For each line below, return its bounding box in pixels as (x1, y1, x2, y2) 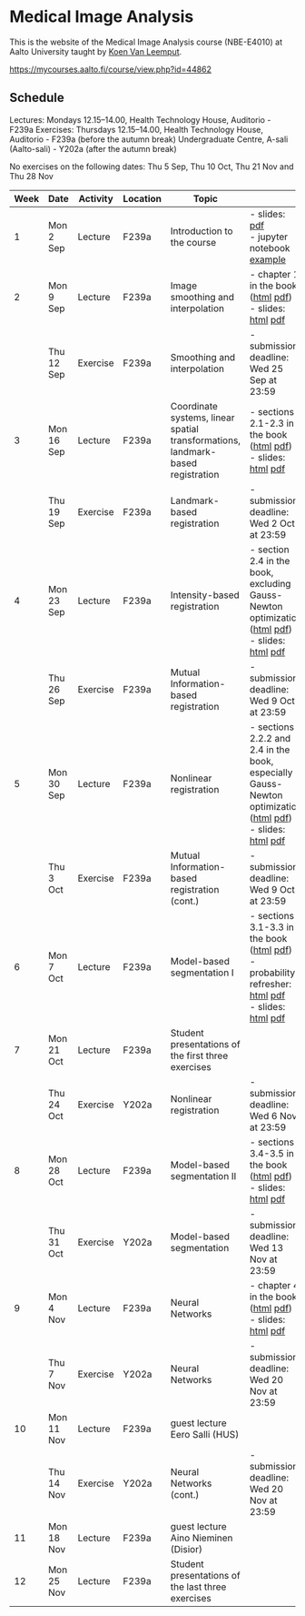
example (249, 253, 286, 266)
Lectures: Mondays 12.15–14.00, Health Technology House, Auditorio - (9, 114, 271, 125)
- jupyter (249, 230, 289, 243)
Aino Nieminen (170, 1531, 233, 1544)
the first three (170, 1049, 229, 1062)
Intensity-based (170, 589, 241, 601)
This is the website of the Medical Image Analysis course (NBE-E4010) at (9, 36, 283, 47)
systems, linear (170, 411, 235, 424)
